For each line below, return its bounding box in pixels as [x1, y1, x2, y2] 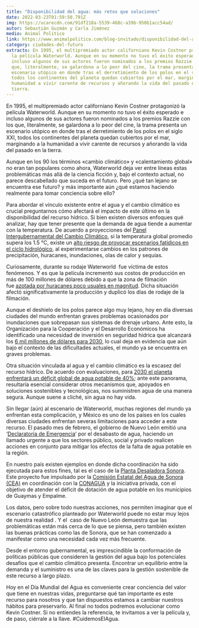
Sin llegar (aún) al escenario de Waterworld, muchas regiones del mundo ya [6, 405, 191, 412]
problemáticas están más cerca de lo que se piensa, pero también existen [6, 522, 187, 529]
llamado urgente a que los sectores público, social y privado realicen [6, 436, 174, 443]
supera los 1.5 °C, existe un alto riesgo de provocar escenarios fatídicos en [6, 239, 189, 246]
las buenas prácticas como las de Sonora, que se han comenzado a [6, 529, 172, 536]
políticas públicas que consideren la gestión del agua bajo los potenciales [6, 553, 187, 560]
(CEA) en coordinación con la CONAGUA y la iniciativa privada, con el [6, 479, 176, 487]
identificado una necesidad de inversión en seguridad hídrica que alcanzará [6, 331, 191, 339]
